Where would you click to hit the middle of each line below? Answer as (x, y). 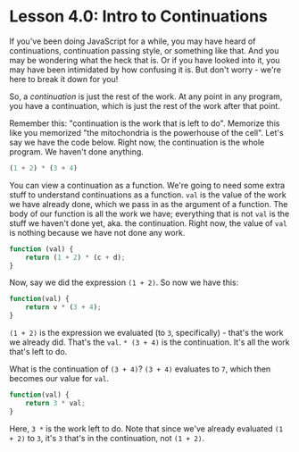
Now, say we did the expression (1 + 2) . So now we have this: (124, 282)
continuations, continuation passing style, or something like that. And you (144, 50)
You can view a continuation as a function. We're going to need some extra (147, 185)
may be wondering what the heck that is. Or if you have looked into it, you (145, 60)
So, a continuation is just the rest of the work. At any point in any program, (146, 96)
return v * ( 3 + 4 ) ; (63, 307)
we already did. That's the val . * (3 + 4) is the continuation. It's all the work (149, 342)
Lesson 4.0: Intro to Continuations (138, 17)
